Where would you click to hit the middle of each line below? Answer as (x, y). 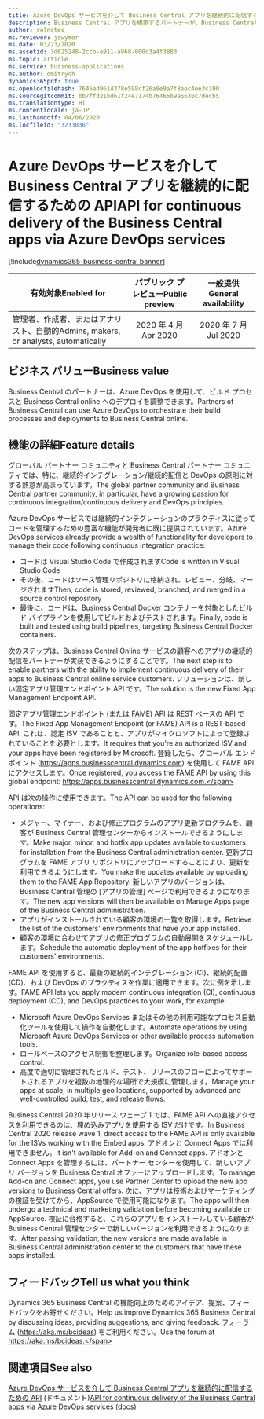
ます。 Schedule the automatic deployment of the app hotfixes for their (133, 948)
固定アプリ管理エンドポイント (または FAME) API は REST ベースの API (122, 714)
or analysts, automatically (59, 341)
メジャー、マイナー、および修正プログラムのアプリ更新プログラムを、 (132, 823)
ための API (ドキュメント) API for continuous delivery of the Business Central (132, 1397)
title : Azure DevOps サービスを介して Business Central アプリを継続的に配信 (128, 15)
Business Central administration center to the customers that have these (125, 1247)
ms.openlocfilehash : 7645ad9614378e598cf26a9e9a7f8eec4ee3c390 (114, 88)
